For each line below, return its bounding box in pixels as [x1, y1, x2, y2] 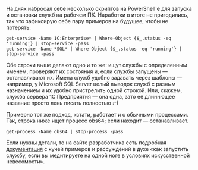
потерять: [6, 24, 32, 31]
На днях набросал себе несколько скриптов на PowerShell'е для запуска [6, 5, 192, 12]
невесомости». [6, 158, 45, 165]
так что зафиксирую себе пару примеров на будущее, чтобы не [6, 18, 168, 24]
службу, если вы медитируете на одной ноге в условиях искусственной [6, 152, 190, 159]
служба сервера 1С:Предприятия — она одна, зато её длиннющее [6, 93, 175, 100]
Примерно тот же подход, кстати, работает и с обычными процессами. [6, 111, 188, 118]
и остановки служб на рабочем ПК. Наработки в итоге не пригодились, [6, 11, 189, 18]
